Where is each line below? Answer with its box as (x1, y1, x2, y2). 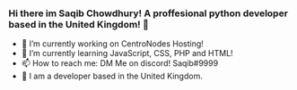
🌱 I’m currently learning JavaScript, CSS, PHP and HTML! (21, 48, 234, 59)
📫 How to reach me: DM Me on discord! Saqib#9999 (21, 58, 219, 69)
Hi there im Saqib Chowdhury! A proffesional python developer (8, 7, 289, 20)
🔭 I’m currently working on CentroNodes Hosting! (21, 38, 204, 49)
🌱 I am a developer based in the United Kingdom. (21, 70, 203, 82)
